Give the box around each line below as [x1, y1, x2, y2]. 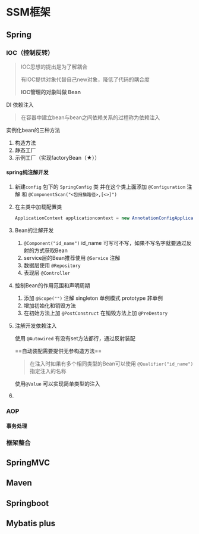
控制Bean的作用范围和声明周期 [14, 281, 90, 289]
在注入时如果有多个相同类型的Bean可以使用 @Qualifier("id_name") [29, 360, 194, 367]
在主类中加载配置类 [14, 203, 62, 210]
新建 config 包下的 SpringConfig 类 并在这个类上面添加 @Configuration [14, 183, 186, 191]
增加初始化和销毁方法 [23, 302, 76, 309]
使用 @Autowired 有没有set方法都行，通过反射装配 [14, 334, 135, 341]
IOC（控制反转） [6, 48, 54, 57]
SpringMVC [6, 457, 50, 468]
